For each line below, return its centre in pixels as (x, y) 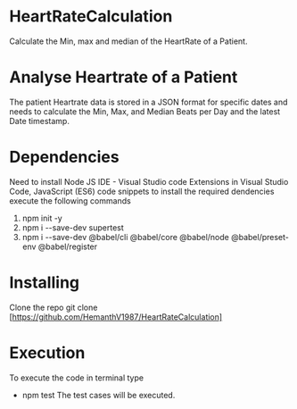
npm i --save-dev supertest (73, 227)
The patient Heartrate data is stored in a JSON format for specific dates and (148, 102)
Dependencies (64, 157)
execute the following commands (70, 200)
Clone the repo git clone (54, 307)
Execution (47, 352)
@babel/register (68, 246)
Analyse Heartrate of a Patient (124, 77)
